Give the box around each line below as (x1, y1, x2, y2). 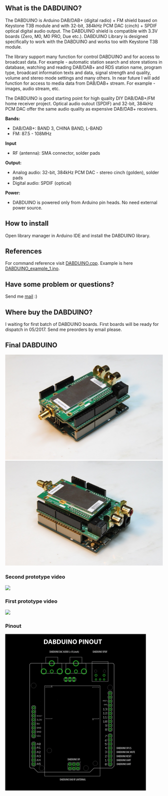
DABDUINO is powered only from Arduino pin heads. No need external (12, 199, 157, 205)
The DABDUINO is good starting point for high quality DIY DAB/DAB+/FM (5, 95, 155, 101)
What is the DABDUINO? (5, 4, 82, 13)
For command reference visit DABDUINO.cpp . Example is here (5, 260, 133, 266)
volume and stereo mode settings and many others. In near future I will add (5, 75, 160, 81)
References (5, 247, 42, 256)
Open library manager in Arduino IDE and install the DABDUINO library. (5, 232, 151, 238)
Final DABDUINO (5, 341, 57, 349)
